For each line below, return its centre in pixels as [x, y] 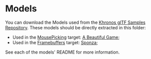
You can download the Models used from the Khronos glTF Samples [75, 22]
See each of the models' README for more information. [62, 52]
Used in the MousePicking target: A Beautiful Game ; [66, 37]
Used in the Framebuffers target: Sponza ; [55, 42]
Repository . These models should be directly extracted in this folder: [75, 27]
